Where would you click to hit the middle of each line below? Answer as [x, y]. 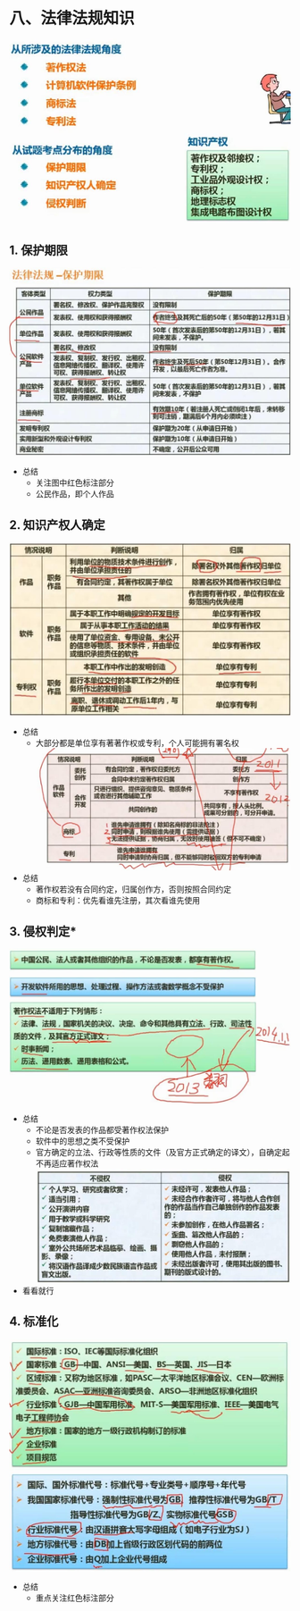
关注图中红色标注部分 [75, 482]
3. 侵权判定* [43, 931]
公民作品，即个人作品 [75, 494]
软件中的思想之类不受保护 [83, 1141]
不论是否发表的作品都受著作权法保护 [102, 1130]
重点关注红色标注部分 [75, 1598]
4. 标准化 [34, 1322]
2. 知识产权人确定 [57, 525]
